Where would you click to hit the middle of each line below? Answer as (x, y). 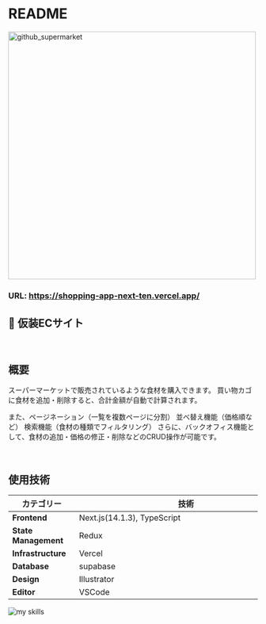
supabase (97, 566)
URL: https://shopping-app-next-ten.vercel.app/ (104, 296)
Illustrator (97, 580)
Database (31, 566)
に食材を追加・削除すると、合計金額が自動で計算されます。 (105, 400)
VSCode (94, 592)
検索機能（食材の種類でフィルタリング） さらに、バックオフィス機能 (135, 427)
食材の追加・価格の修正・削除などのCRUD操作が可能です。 (125, 437)
